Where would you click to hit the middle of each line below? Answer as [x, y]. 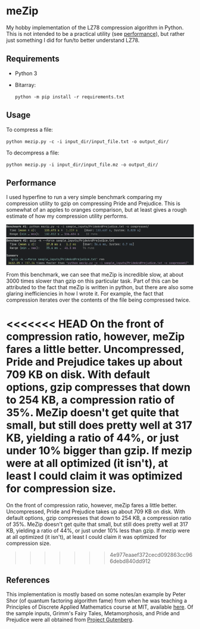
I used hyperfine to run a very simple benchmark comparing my [84, 197]
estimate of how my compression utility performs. [67, 216]
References [28, 580]
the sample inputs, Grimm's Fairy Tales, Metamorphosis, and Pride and [93, 613]
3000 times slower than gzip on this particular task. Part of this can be [92, 281]
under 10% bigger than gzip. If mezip [99, 451]
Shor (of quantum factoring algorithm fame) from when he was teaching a [97, 600]
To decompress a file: [33, 153]
